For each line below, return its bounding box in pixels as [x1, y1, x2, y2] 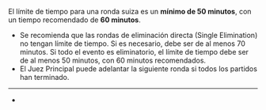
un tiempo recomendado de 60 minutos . [8, 15, 141, 25]
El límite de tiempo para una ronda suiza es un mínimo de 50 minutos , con [8, 7, 252, 16]
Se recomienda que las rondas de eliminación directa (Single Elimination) [19, 31, 258, 40]
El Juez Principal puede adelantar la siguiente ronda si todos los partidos [19, 64, 257, 74]
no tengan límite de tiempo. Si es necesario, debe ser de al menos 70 [19, 39, 245, 48]
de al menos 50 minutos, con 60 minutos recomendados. [19, 55, 207, 65]
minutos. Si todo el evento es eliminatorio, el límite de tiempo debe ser [19, 47, 249, 56]
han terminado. [19, 73, 70, 82]
